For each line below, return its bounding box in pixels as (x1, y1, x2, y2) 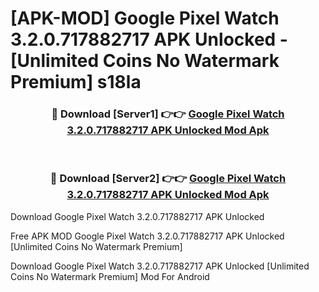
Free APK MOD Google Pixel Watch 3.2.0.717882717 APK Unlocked (10, 230, 285, 242)
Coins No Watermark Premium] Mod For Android (10, 270, 210, 282)
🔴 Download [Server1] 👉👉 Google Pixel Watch (51, 107, 285, 121)
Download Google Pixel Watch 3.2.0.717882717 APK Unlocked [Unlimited (10, 260, 310, 272)
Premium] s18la (10, 71, 142, 94)
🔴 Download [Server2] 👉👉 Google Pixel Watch (49, 172, 287, 186)
